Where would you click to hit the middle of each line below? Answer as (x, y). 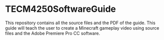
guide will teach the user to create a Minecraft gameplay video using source (82, 28)
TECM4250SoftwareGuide (61, 9)
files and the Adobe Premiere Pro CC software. (52, 33)
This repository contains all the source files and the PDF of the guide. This (80, 23)
